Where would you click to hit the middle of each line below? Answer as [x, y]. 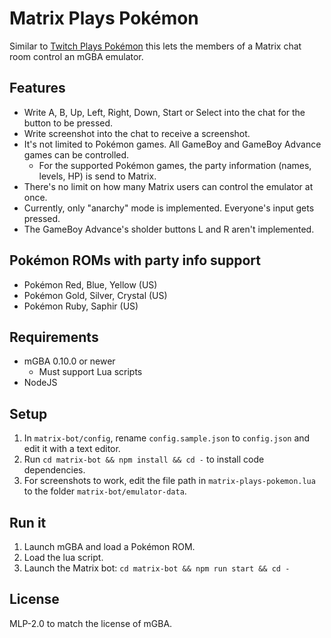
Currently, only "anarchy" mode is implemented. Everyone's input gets [169, 208]
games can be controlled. [76, 154]
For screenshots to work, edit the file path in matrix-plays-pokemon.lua [169, 481]
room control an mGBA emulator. [76, 56]
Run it [28, 522]
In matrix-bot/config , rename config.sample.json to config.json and [167, 438]
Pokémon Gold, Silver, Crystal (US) [95, 295]
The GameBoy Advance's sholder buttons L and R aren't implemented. [169, 229]
